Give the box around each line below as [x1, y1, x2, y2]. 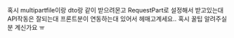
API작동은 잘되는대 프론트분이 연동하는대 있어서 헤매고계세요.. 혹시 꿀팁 [7, 15, 203, 23]
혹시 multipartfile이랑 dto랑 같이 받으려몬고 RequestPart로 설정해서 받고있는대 [7, 6, 223, 14]
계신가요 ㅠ [14, 23, 46, 31]
